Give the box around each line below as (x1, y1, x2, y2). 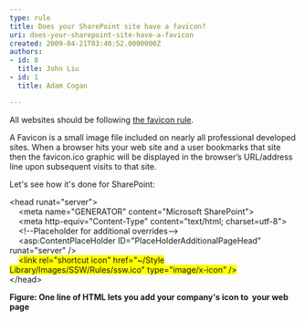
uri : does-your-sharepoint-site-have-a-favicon (9, 30, 195, 39)
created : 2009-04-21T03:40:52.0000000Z (9, 38, 162, 48)
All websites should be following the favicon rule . (9, 114, 195, 125)
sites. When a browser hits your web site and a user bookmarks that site (9, 141, 281, 152)
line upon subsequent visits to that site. (9, 160, 157, 171)
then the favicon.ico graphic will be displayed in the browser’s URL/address (9, 151, 293, 162)
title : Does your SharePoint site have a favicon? (9, 22, 206, 31)
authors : (9, 47, 43, 57)
